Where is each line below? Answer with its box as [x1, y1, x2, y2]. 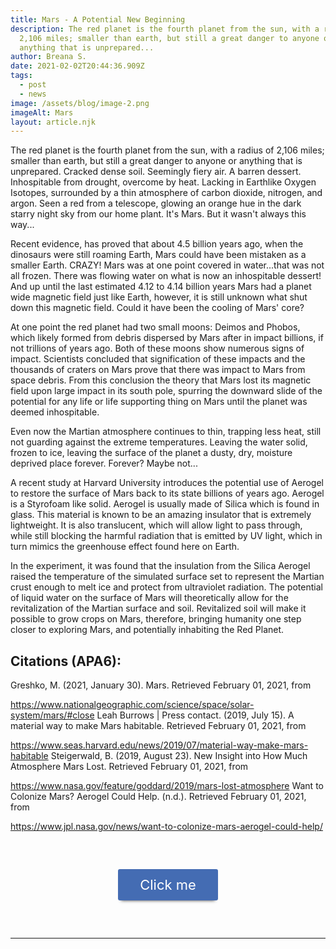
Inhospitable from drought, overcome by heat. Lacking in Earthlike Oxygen [10, 176, 317, 188]
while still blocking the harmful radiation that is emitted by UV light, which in [10, 530, 323, 542]
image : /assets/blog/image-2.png [10, 98, 150, 108]
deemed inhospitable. [10, 406, 100, 418]
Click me [139, 876, 197, 894]
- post [19, 80, 47, 90]
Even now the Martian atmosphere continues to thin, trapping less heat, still [10, 426, 322, 438]
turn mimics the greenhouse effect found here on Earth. [10, 541, 240, 553]
